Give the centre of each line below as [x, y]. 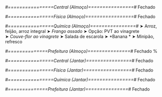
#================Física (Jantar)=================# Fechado [79, 70]
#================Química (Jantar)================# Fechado [80, 80]
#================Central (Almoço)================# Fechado [80, 7]
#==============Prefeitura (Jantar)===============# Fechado [78, 89]
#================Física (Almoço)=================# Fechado [80, 16]
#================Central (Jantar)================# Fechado [79, 61]
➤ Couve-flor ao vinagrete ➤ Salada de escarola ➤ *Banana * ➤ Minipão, [80, 36]
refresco [14, 42]
